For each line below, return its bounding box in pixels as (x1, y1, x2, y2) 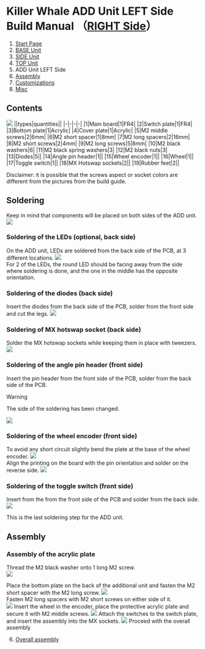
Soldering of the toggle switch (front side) (6, 482, 133, 490)
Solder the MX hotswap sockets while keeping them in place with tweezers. (6, 339, 197, 347)
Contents (6, 103, 43, 114)
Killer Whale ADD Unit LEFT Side (6, 4, 174, 18)
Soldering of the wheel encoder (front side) (6, 432, 138, 440)
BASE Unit (15, 46, 42, 53)
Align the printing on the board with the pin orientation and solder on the (6, 459, 188, 467)
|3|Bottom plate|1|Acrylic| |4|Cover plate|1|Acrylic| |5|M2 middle (6, 127, 168, 134)
